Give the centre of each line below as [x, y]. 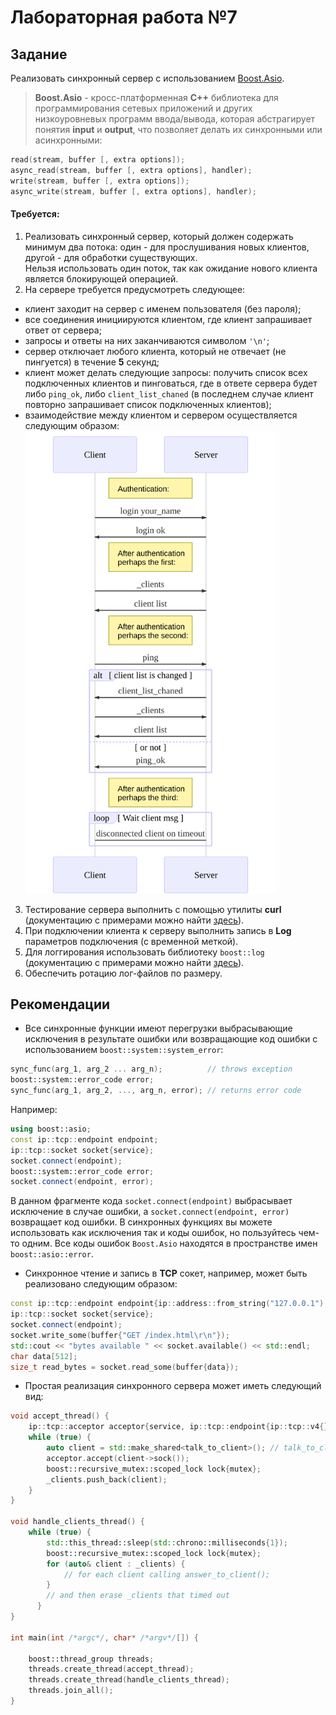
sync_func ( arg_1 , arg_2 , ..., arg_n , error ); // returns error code [156, 1091]
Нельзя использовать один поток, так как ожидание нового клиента [171, 268]
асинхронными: [68, 140]
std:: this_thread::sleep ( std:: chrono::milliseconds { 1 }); [167, 1542]
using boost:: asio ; [51, 1129]
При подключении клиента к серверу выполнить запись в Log [158, 930]
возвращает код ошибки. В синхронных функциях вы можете [141, 1222]
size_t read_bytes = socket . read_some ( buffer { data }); [125, 1367]
